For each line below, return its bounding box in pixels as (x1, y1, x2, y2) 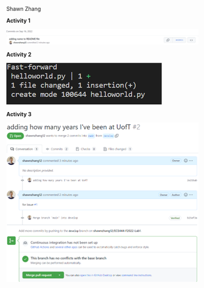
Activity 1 (6, 17, 30, 24)
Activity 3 (6, 110, 32, 118)
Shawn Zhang (6, 5, 41, 12)
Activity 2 (6, 51, 32, 58)
